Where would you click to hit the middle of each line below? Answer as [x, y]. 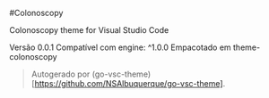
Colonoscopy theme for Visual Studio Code [89, 30]
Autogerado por [61, 74]
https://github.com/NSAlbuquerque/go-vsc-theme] [129, 83]
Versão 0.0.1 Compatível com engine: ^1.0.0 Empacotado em [120, 47]
